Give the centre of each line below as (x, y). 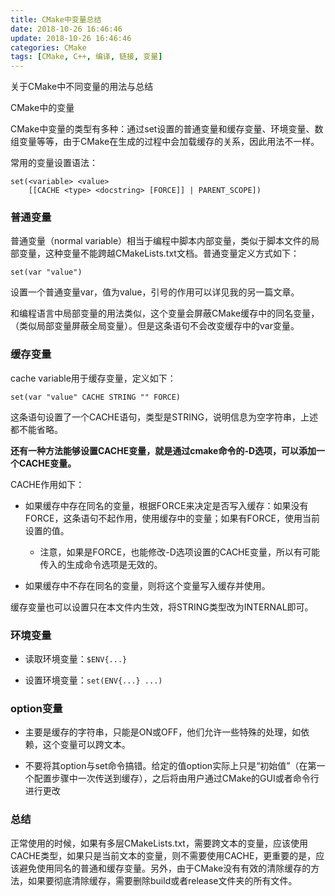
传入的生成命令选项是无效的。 (101, 564)
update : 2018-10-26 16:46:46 (71, 38)
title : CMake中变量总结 (56, 19)
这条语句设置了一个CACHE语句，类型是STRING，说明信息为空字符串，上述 (164, 417)
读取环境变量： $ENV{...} (76, 659)
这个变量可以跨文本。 (86, 745)
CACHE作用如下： (47, 484)
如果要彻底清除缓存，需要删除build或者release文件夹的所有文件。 (162, 880)
